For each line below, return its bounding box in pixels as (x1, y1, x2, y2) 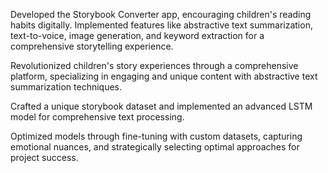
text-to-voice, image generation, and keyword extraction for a (10, 30, 265, 41)
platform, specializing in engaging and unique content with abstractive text (10, 70, 318, 82)
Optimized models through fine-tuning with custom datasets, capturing (10, 130, 303, 142)
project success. (10, 152, 79, 163)
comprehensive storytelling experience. (10, 40, 174, 52)
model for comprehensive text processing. (10, 111, 185, 123)
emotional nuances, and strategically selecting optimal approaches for (10, 141, 300, 153)
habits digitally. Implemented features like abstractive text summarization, (10, 19, 313, 31)
